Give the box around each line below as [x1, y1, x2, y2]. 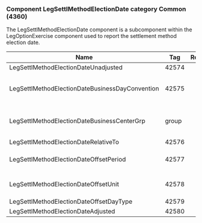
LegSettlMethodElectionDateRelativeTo [9, 138, 119, 146]
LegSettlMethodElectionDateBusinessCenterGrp [9, 117, 145, 125]
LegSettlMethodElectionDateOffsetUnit [9, 180, 119, 189]
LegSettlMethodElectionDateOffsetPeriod [9, 155, 126, 164]
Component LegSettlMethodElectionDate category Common [6, 5, 186, 13]
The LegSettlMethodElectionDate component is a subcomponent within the [6, 26, 192, 33]
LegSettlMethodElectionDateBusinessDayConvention [9, 84, 159, 93]
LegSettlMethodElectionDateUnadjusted [9, 63, 123, 72]
